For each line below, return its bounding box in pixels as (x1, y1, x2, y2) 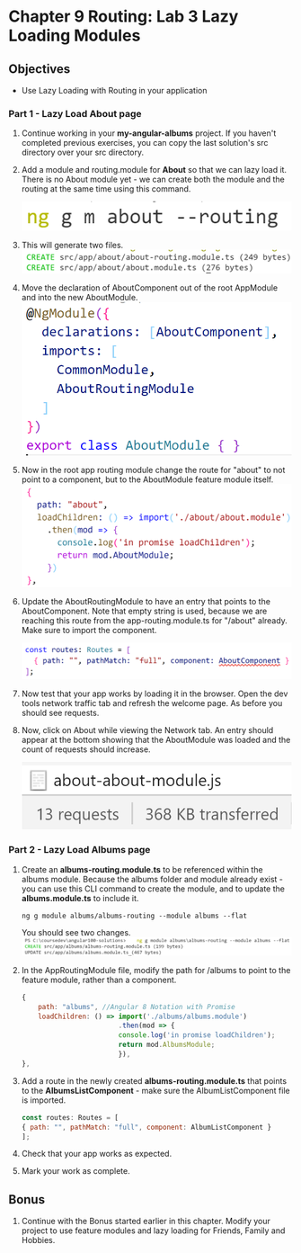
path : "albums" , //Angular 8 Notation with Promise (38, 1002, 235, 1011)
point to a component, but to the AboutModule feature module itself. (21, 474, 274, 485)
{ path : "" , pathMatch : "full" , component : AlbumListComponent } (21, 1123, 271, 1132)
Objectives (8, 61, 71, 76)
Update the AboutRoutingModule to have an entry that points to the (21, 595, 271, 606)
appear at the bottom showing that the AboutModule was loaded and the (21, 734, 291, 745)
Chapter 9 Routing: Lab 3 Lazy (8, 6, 239, 27)
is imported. (21, 1095, 66, 1105)
